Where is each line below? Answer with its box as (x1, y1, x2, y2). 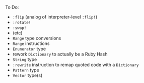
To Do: (5, 4, 19, 10)
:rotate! (12, 20, 31, 25)
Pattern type (12, 67, 39, 73)
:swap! (12, 25, 27, 30)
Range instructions (12, 40, 50, 46)
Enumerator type (12, 46, 46, 51)
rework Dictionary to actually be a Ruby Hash (12, 51, 108, 57)
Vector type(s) (12, 72, 43, 78)
